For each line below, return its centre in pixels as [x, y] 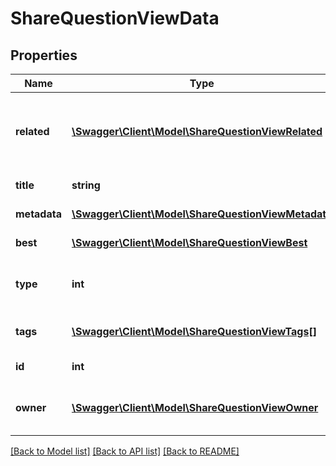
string [86, 185]
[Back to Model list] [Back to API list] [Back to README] [125, 451]
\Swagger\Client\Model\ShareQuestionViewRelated [197, 131]
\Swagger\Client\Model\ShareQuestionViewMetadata [202, 214]
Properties [44, 55]
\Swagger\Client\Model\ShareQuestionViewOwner [195, 407]
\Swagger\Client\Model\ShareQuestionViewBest [189, 242]
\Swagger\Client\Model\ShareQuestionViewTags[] [194, 331]
